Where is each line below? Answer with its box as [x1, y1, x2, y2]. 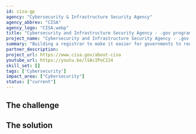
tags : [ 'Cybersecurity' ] [6, 68, 66, 74]
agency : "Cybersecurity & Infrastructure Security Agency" [6, 14, 153, 20]
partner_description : [6, 47, 59, 52]
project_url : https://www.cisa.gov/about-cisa [6, 52, 121, 58]
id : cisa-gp [6, 8, 35, 15]
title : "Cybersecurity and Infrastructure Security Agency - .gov [6, 30, 171, 36]
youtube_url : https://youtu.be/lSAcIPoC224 [6, 57, 114, 63]
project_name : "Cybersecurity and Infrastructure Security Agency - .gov [6, 36, 190, 41]
